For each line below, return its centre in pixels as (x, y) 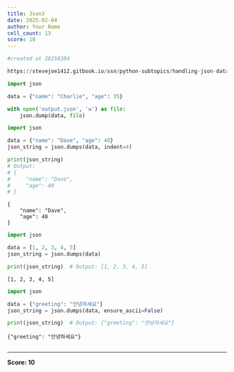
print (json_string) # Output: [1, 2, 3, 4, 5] (78, 266)
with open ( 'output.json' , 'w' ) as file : (67, 109)
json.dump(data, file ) (53, 116)
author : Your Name (34, 26)
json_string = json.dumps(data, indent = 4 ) (70, 147)
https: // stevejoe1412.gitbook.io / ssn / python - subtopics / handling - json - (112, 71)
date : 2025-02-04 (32, 20)
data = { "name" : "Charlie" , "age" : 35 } (65, 96)
